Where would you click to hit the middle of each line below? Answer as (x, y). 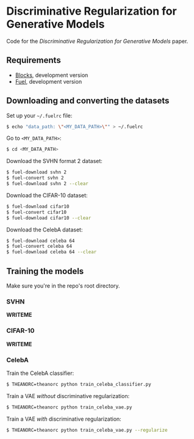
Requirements (34, 60)
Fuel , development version (48, 81)
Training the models (45, 271)
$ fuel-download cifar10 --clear (49, 218)
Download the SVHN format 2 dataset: (54, 161)
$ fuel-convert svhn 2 (35, 178)
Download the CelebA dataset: (45, 230)
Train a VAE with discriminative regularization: (64, 419)
